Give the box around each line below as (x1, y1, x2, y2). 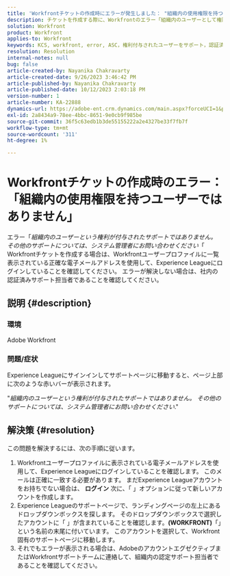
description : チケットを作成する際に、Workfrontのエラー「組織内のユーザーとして (7, 16, 217, 23)
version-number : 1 (7, 93, 60, 100)
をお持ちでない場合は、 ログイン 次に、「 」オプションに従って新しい (16, 484, 211, 493)
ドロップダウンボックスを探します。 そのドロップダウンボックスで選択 (16, 510, 216, 518)
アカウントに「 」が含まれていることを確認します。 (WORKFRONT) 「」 (23, 518, 221, 527)
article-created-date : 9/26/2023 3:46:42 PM (7, 73, 136, 81)
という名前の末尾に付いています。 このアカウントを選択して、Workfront (16, 527, 220, 535)
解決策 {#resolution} (7, 425, 95, 436)
